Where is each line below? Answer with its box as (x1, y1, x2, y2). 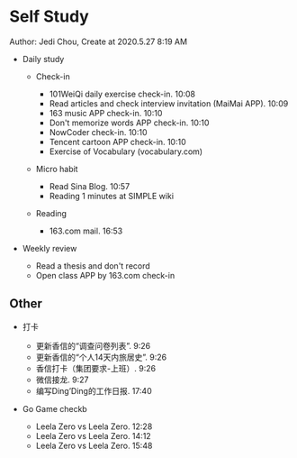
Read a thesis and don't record (35, 260, 150, 271)
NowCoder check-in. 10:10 (49, 126, 148, 137)
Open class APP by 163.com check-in (35, 270, 175, 280)
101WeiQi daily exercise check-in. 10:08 (49, 88, 196, 99)
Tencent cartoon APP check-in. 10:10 (49, 136, 186, 147)
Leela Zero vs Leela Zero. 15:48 (35, 440, 153, 451)
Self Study (9, 6, 90, 27)
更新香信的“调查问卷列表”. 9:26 (35, 340, 151, 351)
